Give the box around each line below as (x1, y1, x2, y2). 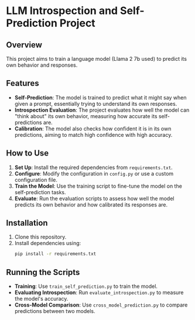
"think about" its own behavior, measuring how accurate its (14, 112, 158, 119)
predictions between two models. (14, 308, 95, 315)
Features (6, 78, 39, 88)
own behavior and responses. (6, 61, 78, 68)
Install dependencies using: (14, 240, 81, 247)
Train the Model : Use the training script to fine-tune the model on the (14, 183, 183, 190)
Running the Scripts (6, 267, 80, 277)
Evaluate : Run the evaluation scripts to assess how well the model (14, 195, 175, 202)
